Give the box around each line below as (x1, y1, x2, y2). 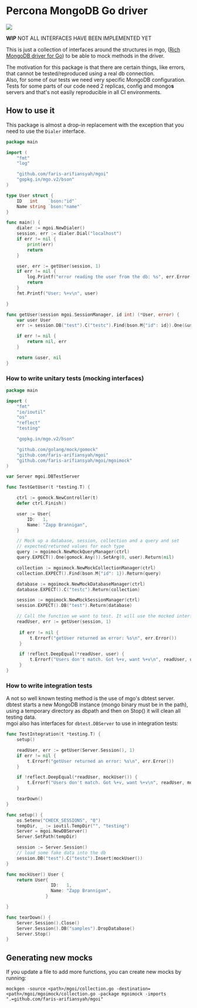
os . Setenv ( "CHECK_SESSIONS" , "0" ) (16, 817, 101, 823)
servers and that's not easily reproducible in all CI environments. (6, 88, 162, 95)
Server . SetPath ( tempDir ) (16, 834, 77, 840)
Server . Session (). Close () (16, 920, 80, 926)
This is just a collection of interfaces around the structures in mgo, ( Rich (6, 46, 181, 53)
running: (6, 974, 26, 982)
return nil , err (27, 339, 67, 345)
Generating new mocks (6, 953, 93, 963)
